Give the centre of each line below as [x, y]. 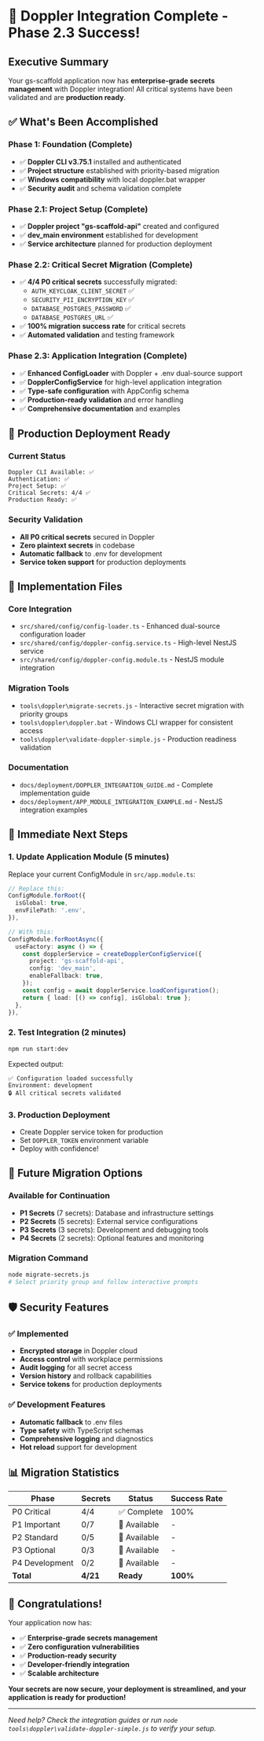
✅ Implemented [38, 1333]
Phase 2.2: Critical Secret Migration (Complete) [101, 264]
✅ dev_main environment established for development [109, 234]
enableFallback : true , [66, 976]
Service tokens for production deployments [91, 1385]
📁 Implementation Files [66, 586]
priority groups [44, 714]
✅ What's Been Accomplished [83, 122]
